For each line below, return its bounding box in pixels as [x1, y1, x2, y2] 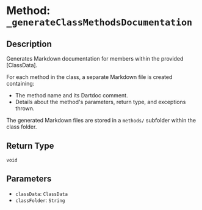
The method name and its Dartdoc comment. [15, 92, 128, 99]
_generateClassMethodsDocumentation [6, 17, 193, 28]
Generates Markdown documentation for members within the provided [6, 55, 184, 62]
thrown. [15, 105, 35, 112]
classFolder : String [15, 197, 65, 204]
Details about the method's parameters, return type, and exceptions [15, 99, 186, 105]
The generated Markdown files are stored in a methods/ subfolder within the [6, 117, 197, 124]
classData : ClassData [15, 190, 68, 197]
